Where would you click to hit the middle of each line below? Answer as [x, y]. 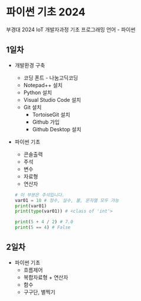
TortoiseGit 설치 [51, 114]
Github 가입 [46, 122]
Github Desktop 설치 [57, 129]
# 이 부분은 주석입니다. [40, 195]
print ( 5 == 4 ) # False [42, 227]
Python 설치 [37, 92]
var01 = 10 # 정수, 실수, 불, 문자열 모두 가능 [67, 200]
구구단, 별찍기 [39, 292]
